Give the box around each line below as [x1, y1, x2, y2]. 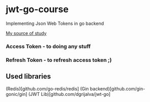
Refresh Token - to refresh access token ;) [6, 56, 112, 63]
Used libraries [6, 72, 51, 81]
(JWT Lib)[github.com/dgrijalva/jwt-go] [28, 91, 111, 97]
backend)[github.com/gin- [89, 85, 145, 92]
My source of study [6, 30, 47, 36]
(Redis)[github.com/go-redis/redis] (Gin [6, 85, 89, 92]
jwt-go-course [6, 4, 69, 15]
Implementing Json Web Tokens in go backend [6, 20, 104, 26]
